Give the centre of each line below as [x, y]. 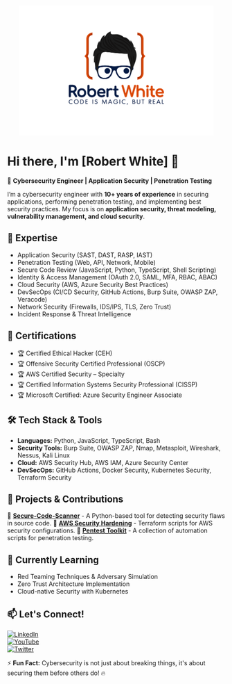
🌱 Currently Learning [53, 560]
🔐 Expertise [33, 238]
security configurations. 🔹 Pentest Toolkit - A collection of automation [107, 530]
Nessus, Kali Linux [44, 455]
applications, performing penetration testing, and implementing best [104, 202]
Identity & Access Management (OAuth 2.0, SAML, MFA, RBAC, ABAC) [117, 277]
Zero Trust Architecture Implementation [73, 584]
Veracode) [32, 299]
